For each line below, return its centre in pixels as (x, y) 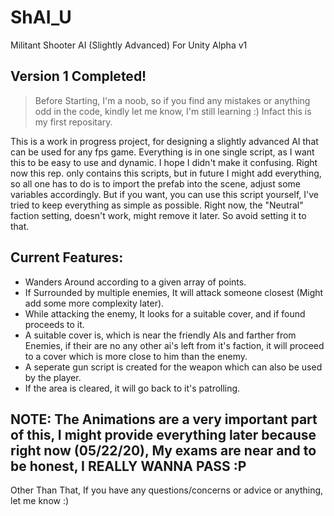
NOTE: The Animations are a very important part (164, 419)
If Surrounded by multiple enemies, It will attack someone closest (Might (174, 292)
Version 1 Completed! (78, 76)
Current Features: (67, 257)
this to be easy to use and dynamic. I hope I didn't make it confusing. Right (164, 162)
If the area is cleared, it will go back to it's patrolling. (132, 388)
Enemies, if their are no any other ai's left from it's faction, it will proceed (174, 345)
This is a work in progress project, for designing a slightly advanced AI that (164, 141)
